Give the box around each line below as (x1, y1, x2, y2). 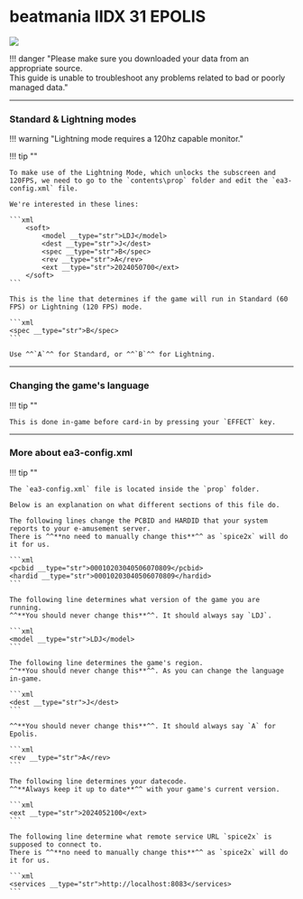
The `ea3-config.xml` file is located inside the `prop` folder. (9, 485, 260, 494)
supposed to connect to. (9, 839, 103, 849)
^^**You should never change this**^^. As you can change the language (9, 666, 284, 675)
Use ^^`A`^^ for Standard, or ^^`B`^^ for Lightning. (9, 350, 216, 359)
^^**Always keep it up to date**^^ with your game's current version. (9, 784, 280, 793)
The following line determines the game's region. (9, 658, 204, 667)
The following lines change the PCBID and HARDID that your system (9, 516, 269, 525)
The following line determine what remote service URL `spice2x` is (9, 832, 272, 841)
